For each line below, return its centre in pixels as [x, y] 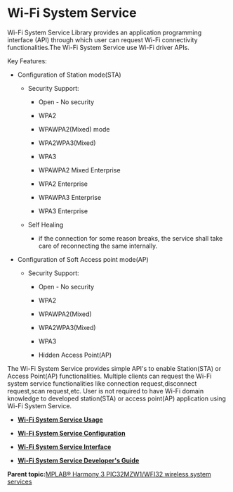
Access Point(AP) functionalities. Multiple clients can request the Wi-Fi [109, 376]
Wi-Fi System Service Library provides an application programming [105, 32]
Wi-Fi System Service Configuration [71, 433]
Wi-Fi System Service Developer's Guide [78, 460]
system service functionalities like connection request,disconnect [102, 383]
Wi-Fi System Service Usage [60, 420]
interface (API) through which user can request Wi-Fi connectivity [102, 39]
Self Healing [46, 225]
